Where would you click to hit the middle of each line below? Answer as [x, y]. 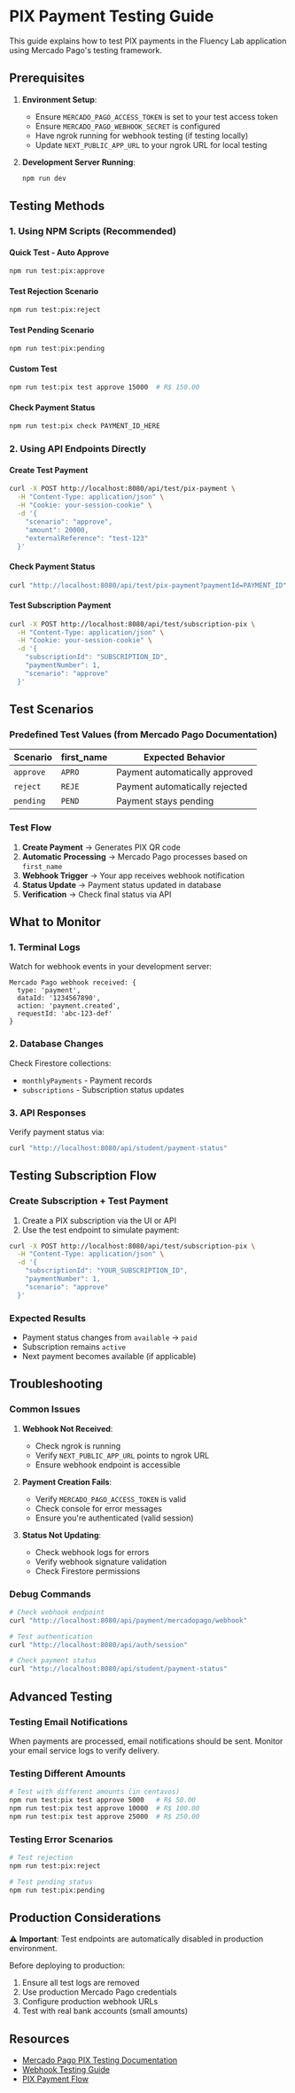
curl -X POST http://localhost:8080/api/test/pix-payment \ [123, 489]
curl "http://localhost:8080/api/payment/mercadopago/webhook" [128, 1620]
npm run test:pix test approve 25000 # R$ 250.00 [105, 1817]
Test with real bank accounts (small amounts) [105, 2011]
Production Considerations [85, 1917]
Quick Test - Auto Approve [59, 252]
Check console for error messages [98, 1508]
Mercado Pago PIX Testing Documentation [100, 2060]
